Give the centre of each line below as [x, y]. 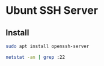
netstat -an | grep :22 [35, 57]
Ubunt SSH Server [52, 10]
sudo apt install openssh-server [47, 46]
